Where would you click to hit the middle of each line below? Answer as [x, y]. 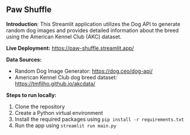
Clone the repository [40, 107]
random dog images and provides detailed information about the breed [93, 30]
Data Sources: [24, 59]
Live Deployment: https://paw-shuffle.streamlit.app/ [70, 48]
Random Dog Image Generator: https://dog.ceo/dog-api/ [83, 71]
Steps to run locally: [31, 95]
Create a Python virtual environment [59, 112]
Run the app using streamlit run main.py [65, 125]
